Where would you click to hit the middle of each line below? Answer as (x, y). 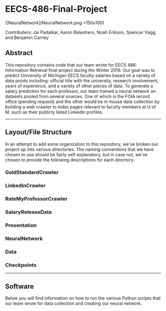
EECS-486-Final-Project (56, 9)
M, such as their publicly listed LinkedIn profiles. (54, 112)
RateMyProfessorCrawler (36, 199)
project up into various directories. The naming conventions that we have (80, 149)
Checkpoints (21, 265)
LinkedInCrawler (25, 186)
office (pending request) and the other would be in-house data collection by (82, 102)
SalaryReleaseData (28, 212)
